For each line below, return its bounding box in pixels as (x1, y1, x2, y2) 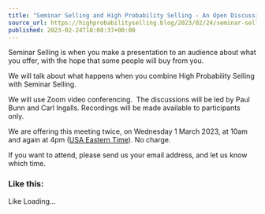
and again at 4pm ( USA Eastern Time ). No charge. (8, 135, 171, 145)
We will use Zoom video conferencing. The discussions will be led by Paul (8, 95, 250, 105)
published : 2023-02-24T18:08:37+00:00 (8, 26, 136, 34)
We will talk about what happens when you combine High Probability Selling (8, 72, 255, 81)
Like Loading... (8, 196, 57, 205)
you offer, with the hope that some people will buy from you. (8, 56, 204, 65)
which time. (8, 159, 46, 168)
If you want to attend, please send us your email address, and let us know (8, 150, 248, 160)
